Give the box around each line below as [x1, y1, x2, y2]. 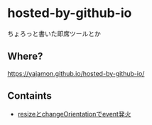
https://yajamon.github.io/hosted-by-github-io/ [7, 69, 145, 77]
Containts [7, 90, 52, 102]
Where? [7, 50, 43, 62]
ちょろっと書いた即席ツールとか [7, 29, 101, 38]
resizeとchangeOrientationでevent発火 [17, 109, 131, 118]
